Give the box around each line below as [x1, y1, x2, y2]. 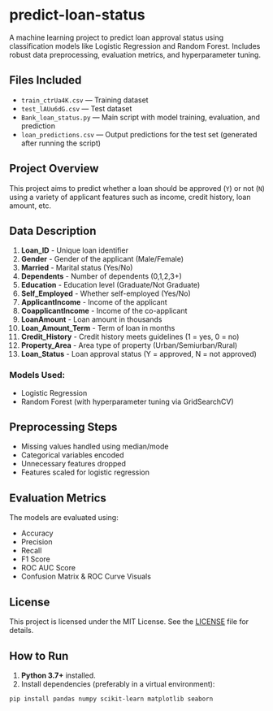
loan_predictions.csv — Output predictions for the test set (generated [20, 129, 258, 139]
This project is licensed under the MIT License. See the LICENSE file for [9, 617, 249, 626]
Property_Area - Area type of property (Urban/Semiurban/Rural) [20, 340, 238, 350]
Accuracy [20, 528, 54, 538]
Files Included [9, 73, 82, 87]
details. [9, 626, 34, 635]
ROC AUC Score [20, 563, 76, 573]
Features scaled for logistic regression [20, 467, 149, 477]
